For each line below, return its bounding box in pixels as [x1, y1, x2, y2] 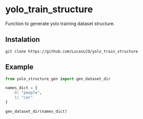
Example [5, 63, 34, 72]
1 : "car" [14, 95, 33, 100]
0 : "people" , [14, 90, 42, 96]
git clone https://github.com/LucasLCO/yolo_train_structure [5, 49, 138, 54]
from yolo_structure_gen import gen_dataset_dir [5, 76, 111, 81]
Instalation [5, 35, 40, 44]
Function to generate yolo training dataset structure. [5, 20, 115, 27]
